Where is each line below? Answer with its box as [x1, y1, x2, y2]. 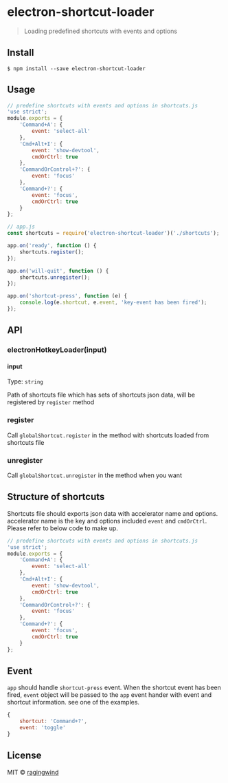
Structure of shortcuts [7, 491, 105, 503]
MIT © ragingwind [7, 768, 59, 776]
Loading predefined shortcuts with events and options [23, 27, 177, 35]
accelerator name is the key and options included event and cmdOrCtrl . [7, 516, 207, 525]
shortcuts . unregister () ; [19, 273, 91, 281]
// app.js [7, 223, 36, 231]
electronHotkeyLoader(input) [7, 345, 107, 355]
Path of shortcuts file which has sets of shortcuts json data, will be [7, 390, 196, 399]
